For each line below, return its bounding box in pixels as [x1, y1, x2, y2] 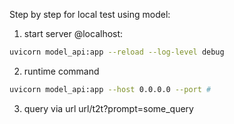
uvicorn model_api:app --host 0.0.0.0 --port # [9, 84, 212, 94]
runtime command [23, 65, 100, 77]
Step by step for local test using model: [9, 9, 171, 20]
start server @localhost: [23, 28, 124, 39]
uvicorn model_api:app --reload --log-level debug [9, 47, 225, 57]
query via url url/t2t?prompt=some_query [23, 102, 194, 114]
